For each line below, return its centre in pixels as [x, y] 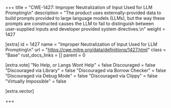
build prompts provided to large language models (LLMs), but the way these [85, 18]
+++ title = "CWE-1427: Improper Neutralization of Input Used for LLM [79, 7]
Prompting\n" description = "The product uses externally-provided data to [83, 13]
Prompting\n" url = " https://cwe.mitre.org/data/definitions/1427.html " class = [86, 50]
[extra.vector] [20, 91]
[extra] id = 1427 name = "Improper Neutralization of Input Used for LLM [81, 44]
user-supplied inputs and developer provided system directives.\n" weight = [86, 29]
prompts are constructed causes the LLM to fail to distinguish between [80, 23]
